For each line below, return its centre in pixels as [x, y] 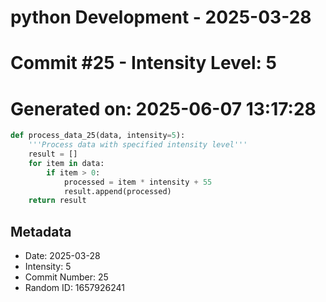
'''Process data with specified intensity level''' [138, 145]
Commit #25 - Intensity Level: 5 [144, 63]
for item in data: [66, 163]
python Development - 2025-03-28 [161, 17]
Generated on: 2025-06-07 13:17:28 [163, 108]
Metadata [41, 231]
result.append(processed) [117, 191]
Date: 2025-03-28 [62, 256]
